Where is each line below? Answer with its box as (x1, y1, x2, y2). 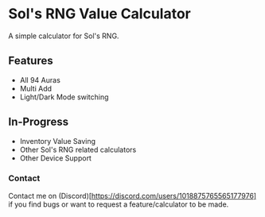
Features (8, 54, 53, 68)
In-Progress (8, 115, 69, 129)
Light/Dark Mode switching (19, 92, 109, 102)
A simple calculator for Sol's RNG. (8, 31, 119, 41)
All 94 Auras (19, 75, 61, 84)
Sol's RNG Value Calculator (8, 5, 191, 23)
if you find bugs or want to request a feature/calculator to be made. (8, 200, 229, 209)
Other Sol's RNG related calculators (19, 145, 137, 154)
